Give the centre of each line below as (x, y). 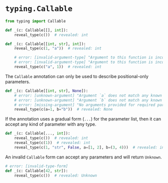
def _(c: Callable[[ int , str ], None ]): (47, 91)
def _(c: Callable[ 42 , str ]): (37, 171)
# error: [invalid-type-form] (37, 166)
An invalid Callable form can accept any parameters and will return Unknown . (83, 157)
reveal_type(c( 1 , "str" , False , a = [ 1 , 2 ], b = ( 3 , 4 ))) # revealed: (86, 147)
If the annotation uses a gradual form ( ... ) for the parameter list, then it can (83, 119)
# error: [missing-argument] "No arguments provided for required (85, 105)
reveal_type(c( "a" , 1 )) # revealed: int (58, 67)
